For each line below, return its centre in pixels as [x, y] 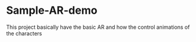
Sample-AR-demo [52, 10]
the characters [24, 33]
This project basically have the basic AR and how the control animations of [98, 27]
